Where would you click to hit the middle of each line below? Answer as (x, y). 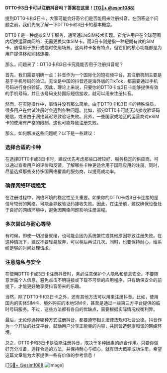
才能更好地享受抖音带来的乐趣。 (51, 286)
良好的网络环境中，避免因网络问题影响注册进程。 (59, 210)
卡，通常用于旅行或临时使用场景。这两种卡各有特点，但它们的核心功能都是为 (83, 47)
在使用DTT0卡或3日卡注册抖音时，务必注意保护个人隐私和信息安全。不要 (80, 274)
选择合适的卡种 (23, 147)
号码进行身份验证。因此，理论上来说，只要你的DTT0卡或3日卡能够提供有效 (82, 87)
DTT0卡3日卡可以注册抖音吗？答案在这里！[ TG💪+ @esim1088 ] (70, 8)
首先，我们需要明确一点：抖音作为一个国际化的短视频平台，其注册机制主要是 (83, 75)
